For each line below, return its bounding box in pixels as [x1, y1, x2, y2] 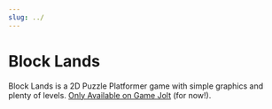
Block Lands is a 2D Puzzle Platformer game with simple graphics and [8, 81, 264, 91]
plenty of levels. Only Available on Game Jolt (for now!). [8, 90, 212, 100]
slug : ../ [8, 12, 45, 22]
